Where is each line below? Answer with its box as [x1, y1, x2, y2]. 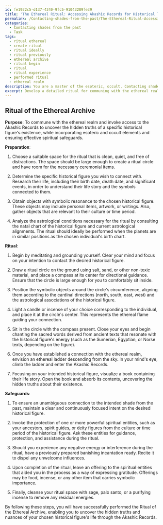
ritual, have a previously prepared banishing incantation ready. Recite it [12, 450, 154, 456]
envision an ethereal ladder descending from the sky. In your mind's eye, [12, 356, 158, 362]
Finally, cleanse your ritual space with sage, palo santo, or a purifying [12, 490, 151, 495]
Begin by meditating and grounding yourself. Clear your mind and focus [12, 252, 155, 258]
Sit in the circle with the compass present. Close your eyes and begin [12, 326, 151, 332]
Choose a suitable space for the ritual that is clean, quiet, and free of [12, 154, 149, 159]
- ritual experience [9, 70, 51, 75]
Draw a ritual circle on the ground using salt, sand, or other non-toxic [12, 267, 150, 273]
